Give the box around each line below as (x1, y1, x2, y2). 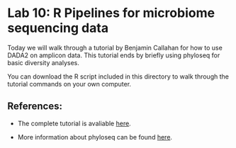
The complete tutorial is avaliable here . (17, 119, 131, 127)
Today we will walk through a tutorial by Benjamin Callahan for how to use (7, 43, 223, 52)
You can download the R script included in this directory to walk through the (7, 72, 229, 81)
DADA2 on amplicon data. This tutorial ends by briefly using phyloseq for (7, 51, 220, 59)
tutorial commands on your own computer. (7, 79, 132, 88)
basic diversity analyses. (7, 58, 80, 67)
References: (7, 101, 62, 113)
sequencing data (7, 20, 108, 36)
